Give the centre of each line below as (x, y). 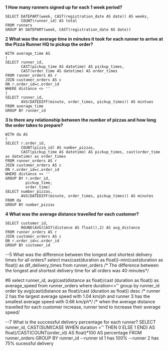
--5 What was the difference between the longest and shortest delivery (79, 255)
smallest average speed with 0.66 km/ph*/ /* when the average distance (80, 302)
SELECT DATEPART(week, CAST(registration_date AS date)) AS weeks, (77, 17)
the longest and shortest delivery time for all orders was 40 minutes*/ (77, 270)
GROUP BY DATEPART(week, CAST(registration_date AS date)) (68, 30)
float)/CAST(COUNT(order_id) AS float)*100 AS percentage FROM (73, 333)
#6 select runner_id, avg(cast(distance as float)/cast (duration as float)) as (82, 280)
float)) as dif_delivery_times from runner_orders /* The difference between (82, 265)
